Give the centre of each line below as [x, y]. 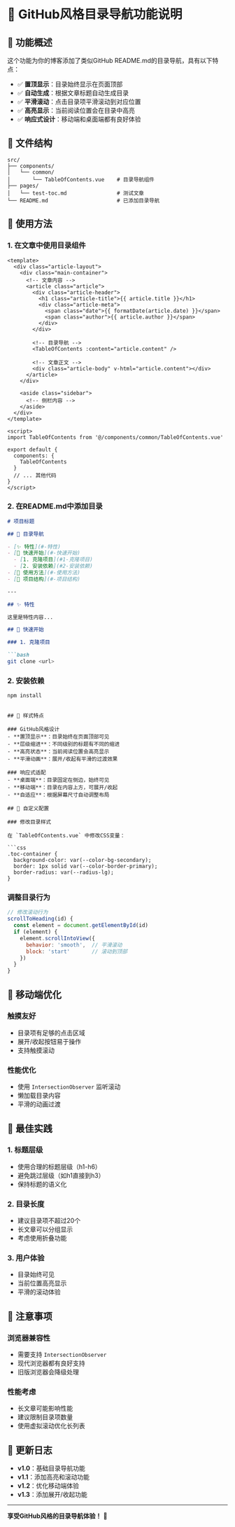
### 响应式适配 [27, 773]
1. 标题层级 [25, 1150]
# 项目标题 [21, 521]
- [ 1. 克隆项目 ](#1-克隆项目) [53, 560]
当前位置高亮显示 [42, 1283]
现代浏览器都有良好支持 [51, 1363]
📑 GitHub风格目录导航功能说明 [95, 14]
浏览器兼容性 [29, 1338]
